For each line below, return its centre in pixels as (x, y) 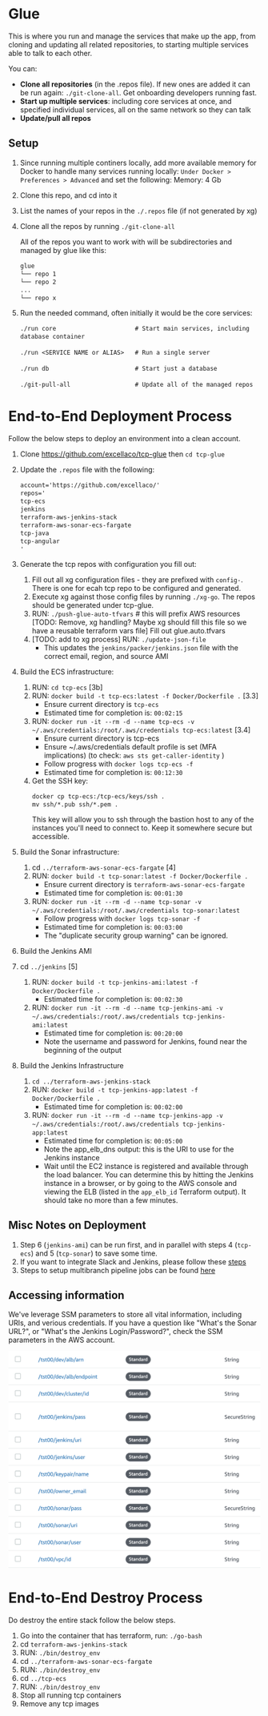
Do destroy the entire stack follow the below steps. (92, 1620)
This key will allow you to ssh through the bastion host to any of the (143, 819)
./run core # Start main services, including (134, 328)
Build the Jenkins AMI (56, 950)
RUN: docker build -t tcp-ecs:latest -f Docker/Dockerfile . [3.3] (145, 695)
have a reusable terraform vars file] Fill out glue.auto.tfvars (128, 630)
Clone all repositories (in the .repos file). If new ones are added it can (135, 84)
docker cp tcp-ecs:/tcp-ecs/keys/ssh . (98, 796)
